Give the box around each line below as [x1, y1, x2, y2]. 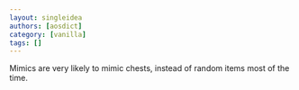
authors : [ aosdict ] [9, 22, 83, 31]
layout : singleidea [9, 13, 83, 22]
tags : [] [9, 38, 42, 48]
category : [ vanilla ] [9, 30, 87, 39]
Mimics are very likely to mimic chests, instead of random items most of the [9, 63, 290, 74]
